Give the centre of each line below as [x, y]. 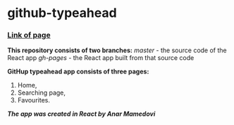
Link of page [29, 35]
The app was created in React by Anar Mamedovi [81, 114]
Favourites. [34, 100]
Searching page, [41, 93]
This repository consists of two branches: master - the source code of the [117, 50]
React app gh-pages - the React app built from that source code [101, 58]
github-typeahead [62, 13]
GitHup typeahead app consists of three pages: [78, 71]
